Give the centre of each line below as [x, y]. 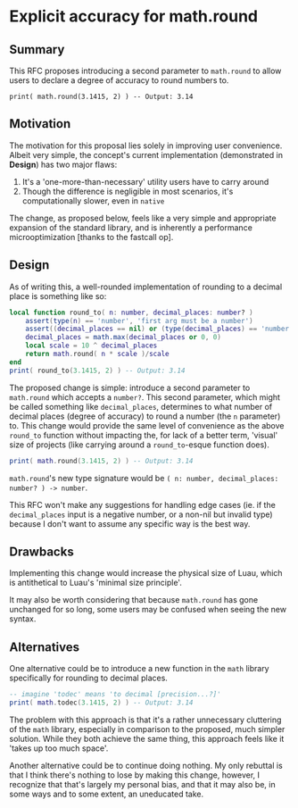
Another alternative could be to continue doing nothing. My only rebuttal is [146, 765]
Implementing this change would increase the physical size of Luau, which [146, 573]
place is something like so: [58, 296]
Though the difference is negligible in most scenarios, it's [128, 191]
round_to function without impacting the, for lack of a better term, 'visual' [144, 435]
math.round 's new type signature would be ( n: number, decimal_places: [144, 478]
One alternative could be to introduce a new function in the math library [139, 669]
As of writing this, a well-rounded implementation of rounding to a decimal [146, 287]
